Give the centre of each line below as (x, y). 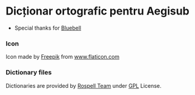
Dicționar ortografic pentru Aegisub (97, 11)
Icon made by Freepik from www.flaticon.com (63, 57)
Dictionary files (29, 73)
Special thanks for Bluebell (48, 28)
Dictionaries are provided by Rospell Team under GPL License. (84, 85)
